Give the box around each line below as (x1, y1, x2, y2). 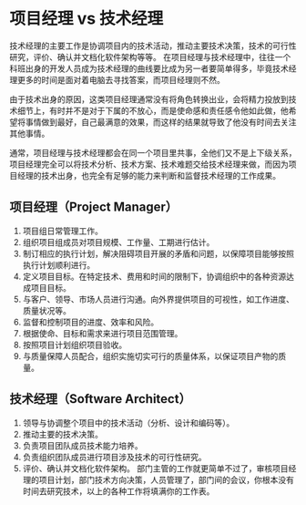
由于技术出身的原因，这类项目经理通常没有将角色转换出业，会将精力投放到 (9, 93, 289, 105)
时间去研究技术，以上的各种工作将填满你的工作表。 (22, 485, 215, 497)
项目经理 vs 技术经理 (9, 8, 164, 29)
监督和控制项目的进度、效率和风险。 (22, 316, 159, 327)
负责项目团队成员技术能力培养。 (22, 439, 143, 451)
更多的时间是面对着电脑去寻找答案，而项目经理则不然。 (16, 74, 225, 85)
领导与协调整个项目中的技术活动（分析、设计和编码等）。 (22, 417, 235, 428)
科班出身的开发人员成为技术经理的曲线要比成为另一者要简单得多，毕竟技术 (9, 63, 289, 74)
